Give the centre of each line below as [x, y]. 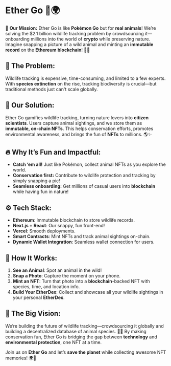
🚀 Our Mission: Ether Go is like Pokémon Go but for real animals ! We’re [81, 28]
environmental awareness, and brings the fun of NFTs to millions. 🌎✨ [79, 134]
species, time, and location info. [46, 287]
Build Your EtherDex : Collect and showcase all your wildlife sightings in [88, 292]
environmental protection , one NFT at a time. [54, 342]
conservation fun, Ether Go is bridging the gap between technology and [81, 337]
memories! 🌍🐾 [21, 358]
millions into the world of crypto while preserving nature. [90, 39]
